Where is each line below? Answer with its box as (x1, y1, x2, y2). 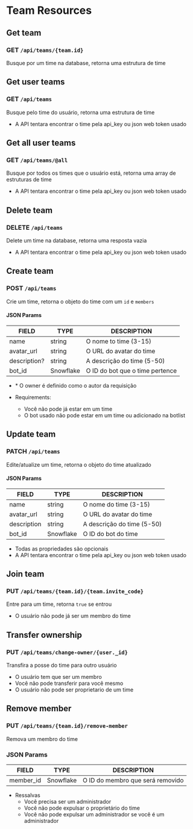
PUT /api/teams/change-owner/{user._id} (6, 648, 128, 656)
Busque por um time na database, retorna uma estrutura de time (6, 59, 166, 66)
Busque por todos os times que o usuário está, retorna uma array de (6, 169, 176, 177)
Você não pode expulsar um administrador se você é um (24, 811, 165, 818)
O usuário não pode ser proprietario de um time (14, 686, 134, 693)
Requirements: (14, 393, 51, 401)
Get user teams (6, 77, 65, 87)
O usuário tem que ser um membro (14, 673, 103, 681)
